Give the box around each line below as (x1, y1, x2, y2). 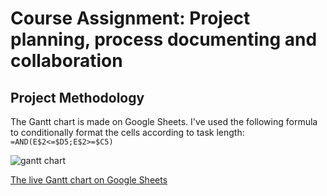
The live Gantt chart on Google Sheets (10, 174, 168, 186)
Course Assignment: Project (10, 7, 251, 30)
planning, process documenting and (10, 28, 318, 51)
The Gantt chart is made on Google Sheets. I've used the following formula (10, 116, 318, 127)
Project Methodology (10, 89, 145, 106)
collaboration (10, 50, 123, 72)
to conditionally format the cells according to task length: (10, 127, 245, 138)
